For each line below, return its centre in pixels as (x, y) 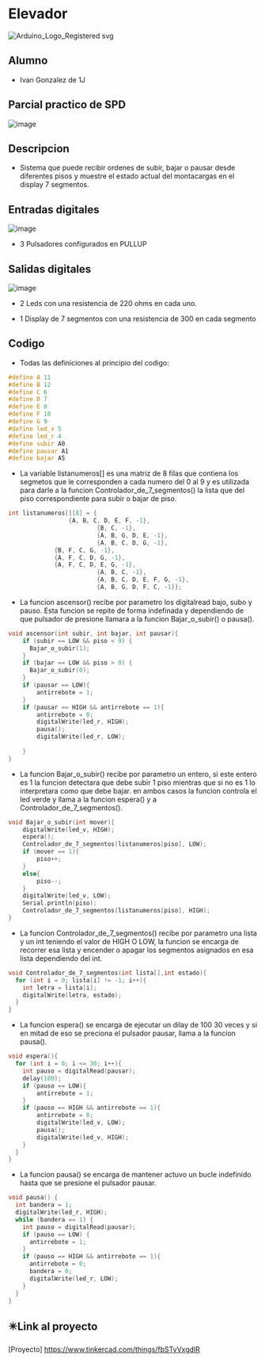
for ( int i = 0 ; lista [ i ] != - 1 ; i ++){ (81, 980)
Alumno (28, 61)
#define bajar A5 (37, 458)
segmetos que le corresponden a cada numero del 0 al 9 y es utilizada (134, 482)
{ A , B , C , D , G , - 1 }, (132, 543)
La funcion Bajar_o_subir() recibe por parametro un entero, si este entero (138, 774)
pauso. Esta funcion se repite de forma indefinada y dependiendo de (132, 610)
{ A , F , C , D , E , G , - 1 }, (95, 565)
